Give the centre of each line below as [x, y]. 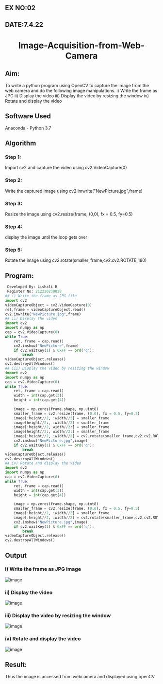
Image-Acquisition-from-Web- [81, 45]
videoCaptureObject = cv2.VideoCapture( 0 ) [49, 305]
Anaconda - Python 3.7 [28, 128]
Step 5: [14, 250]
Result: [16, 665]
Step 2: [14, 180]
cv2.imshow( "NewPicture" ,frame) [46, 346]
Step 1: [13, 157]
